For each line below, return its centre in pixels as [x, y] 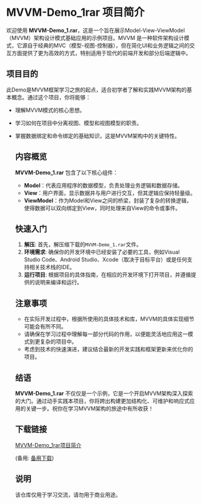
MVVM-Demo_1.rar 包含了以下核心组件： [67, 172]
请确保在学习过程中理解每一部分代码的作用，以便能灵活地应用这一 [106, 334]
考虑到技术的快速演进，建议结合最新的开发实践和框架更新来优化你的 [109, 349]
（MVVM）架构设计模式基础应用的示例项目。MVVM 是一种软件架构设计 [95, 38]
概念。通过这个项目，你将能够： [51, 97]
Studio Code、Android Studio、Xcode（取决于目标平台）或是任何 [106, 260]
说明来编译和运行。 [58, 283]
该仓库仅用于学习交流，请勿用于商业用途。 [68, 494]
